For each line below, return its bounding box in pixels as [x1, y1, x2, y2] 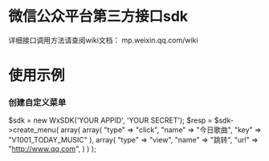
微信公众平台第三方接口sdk [8, 7, 189, 26]
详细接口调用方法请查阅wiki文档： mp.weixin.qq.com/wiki [8, 35, 198, 45]
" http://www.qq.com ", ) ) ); [8, 144, 96, 154]
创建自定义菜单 [8, 97, 67, 108]
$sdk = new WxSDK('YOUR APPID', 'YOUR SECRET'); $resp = [8, 115, 213, 125]
